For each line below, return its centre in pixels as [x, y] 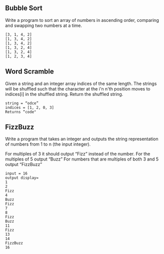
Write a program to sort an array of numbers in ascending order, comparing [82, 20]
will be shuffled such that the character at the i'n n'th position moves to [78, 88]
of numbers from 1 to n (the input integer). [48, 144]
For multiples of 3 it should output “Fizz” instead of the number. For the [78, 154]
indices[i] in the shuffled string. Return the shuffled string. [64, 94]
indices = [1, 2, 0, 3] [30, 107]
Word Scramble [30, 72]
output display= [22, 178]
